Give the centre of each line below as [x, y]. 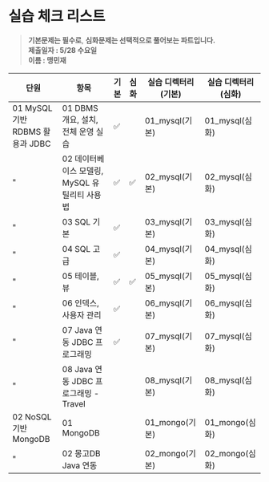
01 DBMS [80, 107]
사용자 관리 [82, 315]
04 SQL [76, 249]
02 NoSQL [32, 416]
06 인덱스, [81, 303]
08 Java [78, 369]
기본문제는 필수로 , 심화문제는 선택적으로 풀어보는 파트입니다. [122, 40]
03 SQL [76, 221]
